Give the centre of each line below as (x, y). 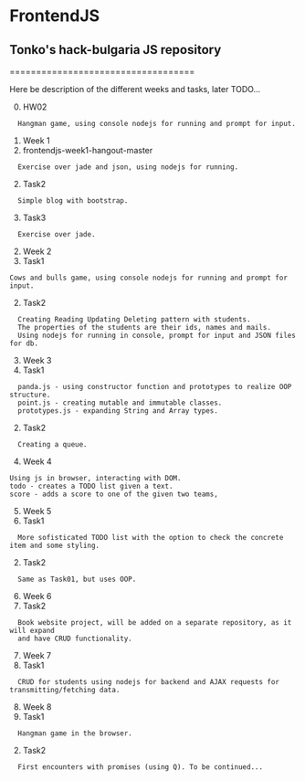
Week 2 (37, 251)
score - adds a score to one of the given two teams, (114, 494)
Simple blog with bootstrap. (73, 201)
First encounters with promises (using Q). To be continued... (140, 767)
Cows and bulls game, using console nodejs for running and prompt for (148, 278)
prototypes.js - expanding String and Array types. (118, 411)
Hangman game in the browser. (75, 734)
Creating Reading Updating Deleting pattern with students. (134, 320)
